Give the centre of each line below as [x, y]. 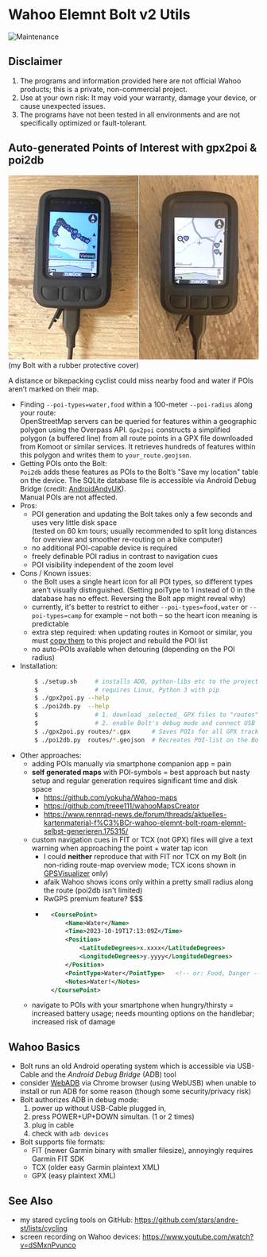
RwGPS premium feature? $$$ [93, 898]
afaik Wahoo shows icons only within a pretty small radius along [148, 881]
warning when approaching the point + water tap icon [120, 848]
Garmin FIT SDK [58, 1159]
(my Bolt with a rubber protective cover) [74, 365]
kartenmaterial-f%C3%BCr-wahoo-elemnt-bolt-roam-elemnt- [145, 823]
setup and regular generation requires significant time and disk [134, 781]
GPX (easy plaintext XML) [74, 1176]
